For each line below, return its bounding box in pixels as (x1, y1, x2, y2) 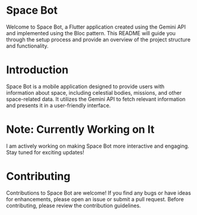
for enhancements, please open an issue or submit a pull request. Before (6, 195, 184, 202)
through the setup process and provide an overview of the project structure (6, 36, 191, 43)
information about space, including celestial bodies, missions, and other (6, 89, 182, 96)
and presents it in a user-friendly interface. (6, 102, 111, 109)
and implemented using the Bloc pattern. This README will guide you (6, 29, 176, 36)
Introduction (6, 63, 69, 77)
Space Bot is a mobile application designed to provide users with (6, 83, 165, 90)
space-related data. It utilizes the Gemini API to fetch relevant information (6, 95, 186, 102)
